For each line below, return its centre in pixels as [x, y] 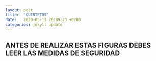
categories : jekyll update [34, 24]
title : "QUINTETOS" [27, 15]
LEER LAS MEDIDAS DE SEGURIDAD [63, 53]
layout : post [19, 10]
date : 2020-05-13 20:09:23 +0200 [43, 19]
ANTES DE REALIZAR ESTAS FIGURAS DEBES [78, 45]
